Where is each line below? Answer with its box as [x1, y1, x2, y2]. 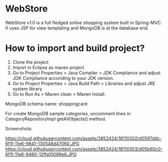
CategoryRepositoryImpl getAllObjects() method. [5, 116, 107, 122]
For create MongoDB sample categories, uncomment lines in [5, 110, 131, 116]
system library [12, 86, 43, 92]
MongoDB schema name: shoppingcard [5, 101, 88, 107]
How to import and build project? [5, 43, 145, 54]
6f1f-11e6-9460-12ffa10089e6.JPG [5, 151, 77, 157]
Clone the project [12, 59, 49, 65]
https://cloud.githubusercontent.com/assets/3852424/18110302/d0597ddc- [5, 135, 162, 141]
